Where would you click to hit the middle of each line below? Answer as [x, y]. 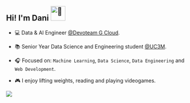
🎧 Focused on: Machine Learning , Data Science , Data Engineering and [99, 60]
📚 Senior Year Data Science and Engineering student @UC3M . [90, 46]
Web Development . [35, 68]
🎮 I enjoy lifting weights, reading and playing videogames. [85, 80]
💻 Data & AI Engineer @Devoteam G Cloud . [67, 32]
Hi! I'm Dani [27, 18]
